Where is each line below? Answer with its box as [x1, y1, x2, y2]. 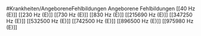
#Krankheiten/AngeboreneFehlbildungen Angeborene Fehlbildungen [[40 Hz [6, 5, 196, 12]
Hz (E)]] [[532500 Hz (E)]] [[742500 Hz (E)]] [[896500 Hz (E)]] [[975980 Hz [6, 18, 194, 24]
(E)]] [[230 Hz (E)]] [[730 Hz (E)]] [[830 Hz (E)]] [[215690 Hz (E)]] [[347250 [6, 11, 193, 18]
